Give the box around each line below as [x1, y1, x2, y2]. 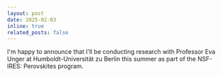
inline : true [7, 22, 44, 29]
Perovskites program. [23, 62, 84, 70]
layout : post [7, 10, 44, 17]
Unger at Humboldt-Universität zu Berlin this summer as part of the [7, 55, 196, 63]
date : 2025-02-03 [7, 16, 57, 23]
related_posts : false [7, 29, 69, 36]
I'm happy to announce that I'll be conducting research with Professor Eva [7, 48, 216, 56]
